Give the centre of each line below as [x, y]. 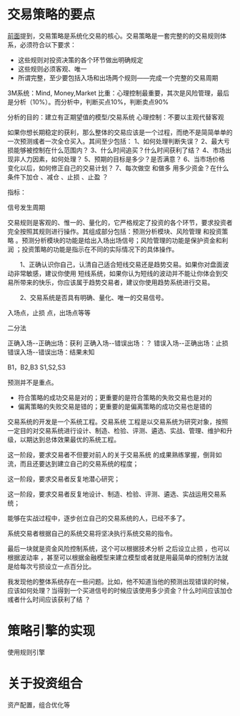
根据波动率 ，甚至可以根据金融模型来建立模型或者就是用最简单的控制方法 [115, 557]
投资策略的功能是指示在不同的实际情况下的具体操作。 [100, 249]
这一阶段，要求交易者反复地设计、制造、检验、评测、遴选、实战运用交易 [114, 494]
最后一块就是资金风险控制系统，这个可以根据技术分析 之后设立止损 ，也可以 [119, 548]
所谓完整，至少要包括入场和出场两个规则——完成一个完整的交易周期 [118, 78]
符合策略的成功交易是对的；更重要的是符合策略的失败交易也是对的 [115, 397]
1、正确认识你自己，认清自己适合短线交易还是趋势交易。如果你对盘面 [121, 264]
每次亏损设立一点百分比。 [57, 566]
